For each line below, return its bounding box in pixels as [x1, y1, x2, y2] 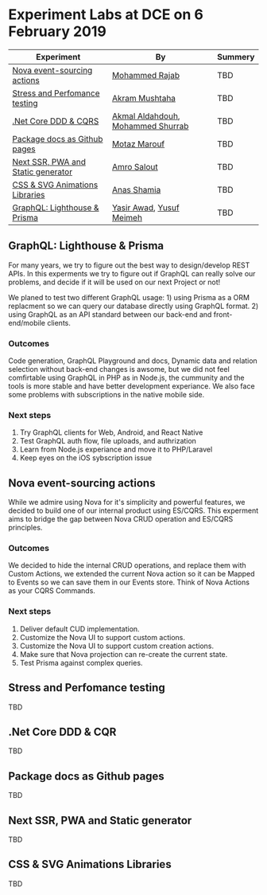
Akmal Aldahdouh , [111, 110, 180, 121]
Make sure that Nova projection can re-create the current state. [19, 649, 228, 659]
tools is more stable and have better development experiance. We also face [8, 381, 256, 391]
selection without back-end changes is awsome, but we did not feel [8, 365, 230, 374]
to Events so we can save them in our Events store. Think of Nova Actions [8, 577, 250, 587]
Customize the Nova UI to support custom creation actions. [19, 641, 215, 651]
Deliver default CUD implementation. [19, 623, 141, 634]
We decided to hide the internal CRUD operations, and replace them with [8, 561, 246, 570]
